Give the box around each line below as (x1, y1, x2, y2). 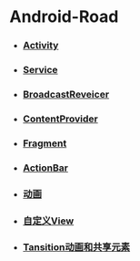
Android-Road (9, 6, 119, 27)
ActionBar (22, 162, 68, 174)
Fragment (22, 137, 67, 150)
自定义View (22, 214, 75, 227)
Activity (22, 39, 59, 52)
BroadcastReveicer (22, 88, 110, 100)
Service (22, 64, 58, 77)
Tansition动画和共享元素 (22, 241, 130, 254)
